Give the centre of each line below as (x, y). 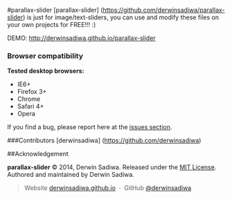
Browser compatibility (45, 56)
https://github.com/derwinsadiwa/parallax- (164, 10)
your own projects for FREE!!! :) (52, 25)
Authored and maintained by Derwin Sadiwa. (71, 175)
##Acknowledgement (38, 154)
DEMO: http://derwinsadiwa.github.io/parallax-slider (81, 38)
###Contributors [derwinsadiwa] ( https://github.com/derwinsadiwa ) (104, 140)
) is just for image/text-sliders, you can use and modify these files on (121, 17)
